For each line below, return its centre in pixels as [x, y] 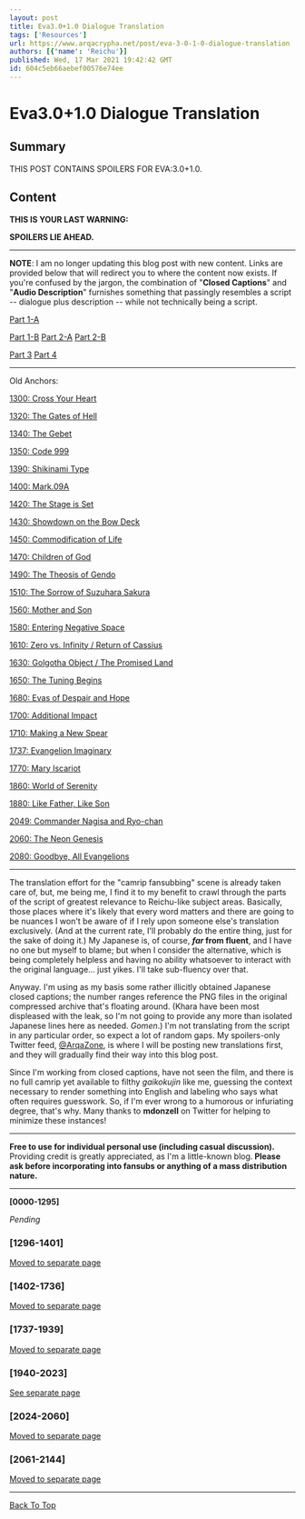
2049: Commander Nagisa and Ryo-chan [86, 821]
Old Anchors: [34, 380]
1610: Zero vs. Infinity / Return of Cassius [86, 645]
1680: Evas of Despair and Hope [69, 697]
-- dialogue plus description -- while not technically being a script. [133, 302]
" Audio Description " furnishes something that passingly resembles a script [151, 292]
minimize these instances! [58, 1120]
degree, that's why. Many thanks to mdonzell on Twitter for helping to [140, 1111]
